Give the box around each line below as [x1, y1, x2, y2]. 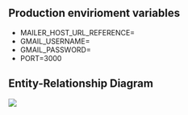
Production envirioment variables [8, 6, 180, 20]
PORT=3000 [19, 53, 62, 63]
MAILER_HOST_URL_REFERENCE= [19, 27, 136, 37]
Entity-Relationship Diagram [8, 76, 153, 91]
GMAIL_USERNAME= [19, 36, 90, 46]
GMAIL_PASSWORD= [19, 44, 91, 55]
